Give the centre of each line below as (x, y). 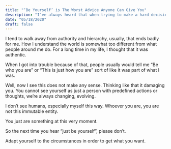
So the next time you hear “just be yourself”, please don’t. (66, 131)
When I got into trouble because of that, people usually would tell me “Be (82, 65)
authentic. (16, 55)
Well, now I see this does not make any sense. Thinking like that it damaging (85, 85)
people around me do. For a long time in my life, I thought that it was (77, 49)
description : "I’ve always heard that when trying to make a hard (77, 15)
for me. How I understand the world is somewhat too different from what (81, 44)
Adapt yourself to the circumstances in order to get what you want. (76, 141)
